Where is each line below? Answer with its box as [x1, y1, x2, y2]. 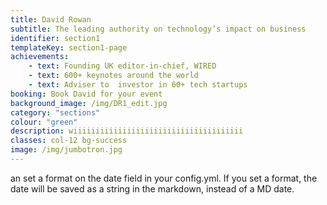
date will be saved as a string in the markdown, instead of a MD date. [10, 182, 295, 195]
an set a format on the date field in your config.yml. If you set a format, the [10, 172, 318, 184]
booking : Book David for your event [10, 89, 163, 99]
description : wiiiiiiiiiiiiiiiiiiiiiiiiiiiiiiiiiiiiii [10, 126, 244, 136]
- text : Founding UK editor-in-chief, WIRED [28, 61, 217, 71]
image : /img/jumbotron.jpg [10, 145, 123, 155]
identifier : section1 [10, 33, 101, 43]
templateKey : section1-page [10, 42, 128, 53]
